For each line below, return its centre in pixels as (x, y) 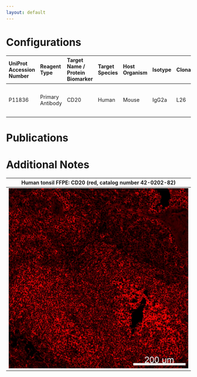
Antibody (51, 103)
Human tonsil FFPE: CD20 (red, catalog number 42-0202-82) (98, 183)
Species (108, 73)
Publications (37, 138)
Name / (76, 66)
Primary (50, 96)
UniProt (18, 63)
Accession (22, 69)
